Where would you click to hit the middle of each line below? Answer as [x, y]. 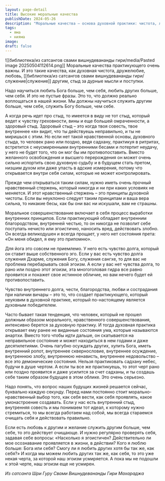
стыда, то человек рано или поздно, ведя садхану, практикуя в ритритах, [82, 142]
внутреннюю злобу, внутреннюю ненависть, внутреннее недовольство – [82, 356]
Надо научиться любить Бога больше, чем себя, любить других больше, [82, 90]
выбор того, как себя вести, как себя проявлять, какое [94, 397]
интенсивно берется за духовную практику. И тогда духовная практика [80, 325]
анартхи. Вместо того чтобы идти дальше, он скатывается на [69, 335]
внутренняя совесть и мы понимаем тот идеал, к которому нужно [75, 407]
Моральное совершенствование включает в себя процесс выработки [79, 213]
